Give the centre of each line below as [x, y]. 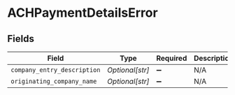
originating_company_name [54, 81]
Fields [21, 39]
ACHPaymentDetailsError [83, 13]
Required [172, 58]
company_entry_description [56, 70]
